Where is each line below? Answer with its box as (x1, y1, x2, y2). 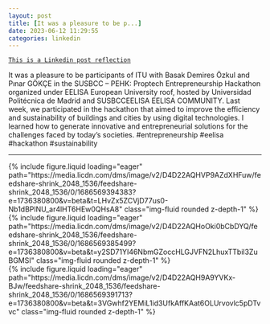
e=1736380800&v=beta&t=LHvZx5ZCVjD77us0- (8, 196, 169, 206)
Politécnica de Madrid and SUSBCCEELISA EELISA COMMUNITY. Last (8, 96, 241, 105)
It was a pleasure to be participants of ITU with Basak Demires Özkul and (8, 70, 251, 80)
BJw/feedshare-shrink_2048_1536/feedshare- (8, 281, 161, 291)
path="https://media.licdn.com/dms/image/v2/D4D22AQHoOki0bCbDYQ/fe (8, 222, 259, 232)
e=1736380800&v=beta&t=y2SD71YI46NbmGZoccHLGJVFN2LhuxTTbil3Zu (8, 247, 259, 257)
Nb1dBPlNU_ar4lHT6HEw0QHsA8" (8, 204, 123, 214)
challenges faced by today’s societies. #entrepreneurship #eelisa (8, 130, 224, 140)
